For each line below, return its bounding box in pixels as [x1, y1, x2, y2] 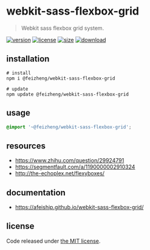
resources [6, 141, 46, 151]
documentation [6, 187, 66, 198]
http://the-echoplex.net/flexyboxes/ [15, 170, 105, 177]
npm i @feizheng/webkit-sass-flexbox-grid [6, 75, 115, 82]
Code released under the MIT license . [6, 237, 101, 245]
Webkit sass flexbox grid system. [21, 24, 104, 32]
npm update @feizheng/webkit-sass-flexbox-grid [6, 91, 129, 97]
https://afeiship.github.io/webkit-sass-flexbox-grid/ [15, 204, 144, 211]
